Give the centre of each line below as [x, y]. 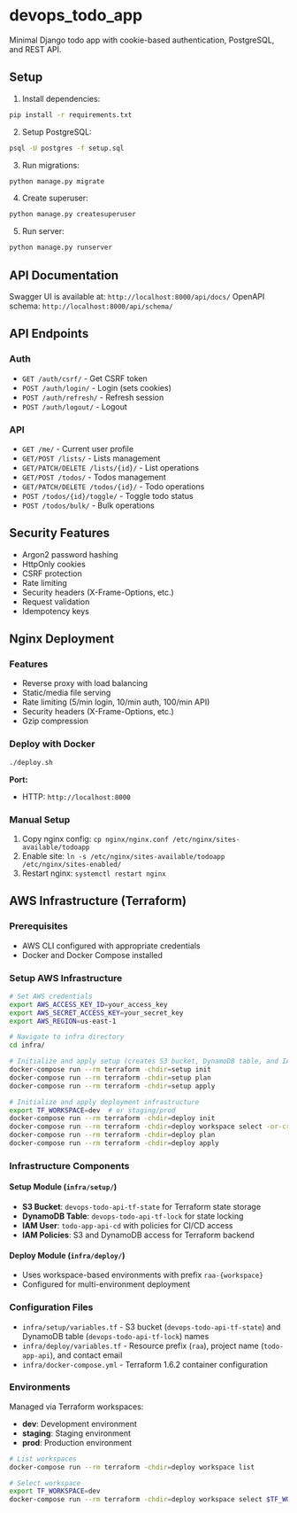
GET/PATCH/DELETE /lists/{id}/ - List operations [110, 467]
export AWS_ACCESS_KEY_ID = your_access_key [88, 1004]
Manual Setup [40, 819]
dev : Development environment [79, 1423]
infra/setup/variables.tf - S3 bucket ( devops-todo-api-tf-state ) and [151, 1327]
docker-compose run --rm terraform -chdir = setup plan [110, 1078]
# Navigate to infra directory [67, 1037]
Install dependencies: [61, 98]
